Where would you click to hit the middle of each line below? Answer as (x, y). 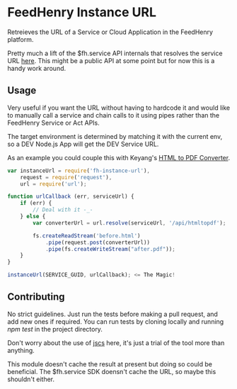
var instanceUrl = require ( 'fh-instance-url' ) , (79, 171)
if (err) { (36, 203)
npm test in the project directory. (55, 329)
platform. (21, 39)
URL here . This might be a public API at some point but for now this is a (111, 60)
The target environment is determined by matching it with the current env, (115, 136)
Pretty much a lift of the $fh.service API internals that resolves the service (115, 53)
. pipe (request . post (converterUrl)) (98, 242)
